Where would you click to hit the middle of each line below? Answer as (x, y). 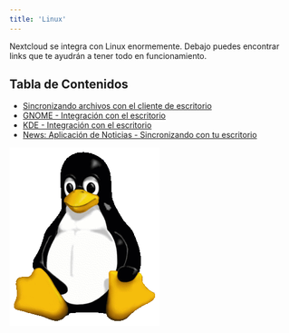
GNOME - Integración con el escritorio (94, 116)
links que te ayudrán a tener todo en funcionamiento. (108, 55)
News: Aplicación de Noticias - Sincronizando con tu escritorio (140, 135)
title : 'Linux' (38, 19)
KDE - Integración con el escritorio (87, 125)
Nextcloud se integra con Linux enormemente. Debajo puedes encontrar (144, 46)
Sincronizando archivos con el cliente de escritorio (117, 106)
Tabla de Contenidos (69, 85)
